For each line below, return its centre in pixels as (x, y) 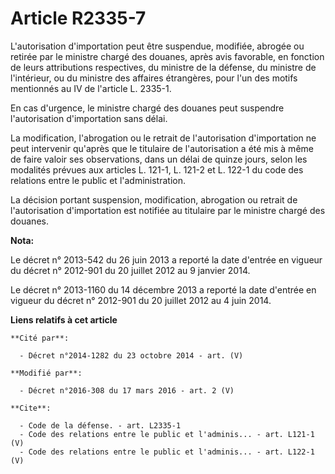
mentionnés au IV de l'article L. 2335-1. (91, 88)
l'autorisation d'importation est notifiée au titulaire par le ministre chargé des (168, 210)
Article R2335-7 (78, 18)
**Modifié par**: (46, 373)
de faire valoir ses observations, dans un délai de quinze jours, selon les (159, 159)
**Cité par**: (40, 338)
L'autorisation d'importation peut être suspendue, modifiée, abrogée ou (157, 46)
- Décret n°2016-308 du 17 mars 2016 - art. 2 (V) (127, 390)
